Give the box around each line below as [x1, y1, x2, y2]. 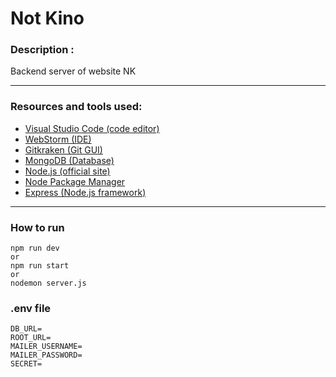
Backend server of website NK [10, 65, 137, 77]
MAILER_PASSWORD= [10, 350, 83, 361]
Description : [10, 43, 75, 57]
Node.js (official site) [24, 165, 111, 177]
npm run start [10, 261, 70, 271]
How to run [10, 220, 65, 234]
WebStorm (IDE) [24, 133, 92, 145]
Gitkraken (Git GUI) [24, 143, 103, 156]
